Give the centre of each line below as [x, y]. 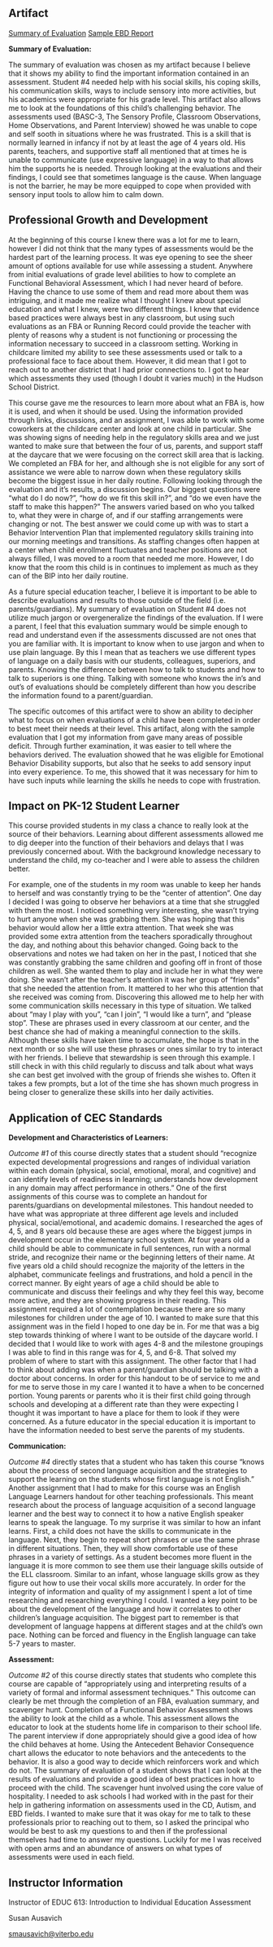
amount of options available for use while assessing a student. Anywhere [131, 266]
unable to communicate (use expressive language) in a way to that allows [131, 160]
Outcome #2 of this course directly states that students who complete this [133, 1675]
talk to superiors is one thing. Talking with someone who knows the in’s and [135, 678]
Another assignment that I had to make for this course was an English [125, 1488]
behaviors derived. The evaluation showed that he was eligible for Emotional [136, 754]
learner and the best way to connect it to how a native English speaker [126, 1514]
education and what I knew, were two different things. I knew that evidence [134, 309]
